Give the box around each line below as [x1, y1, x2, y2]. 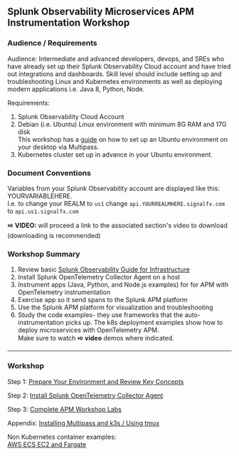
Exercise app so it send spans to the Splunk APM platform [17, 296, 188, 304]
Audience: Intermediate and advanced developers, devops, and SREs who [7, 54, 225, 63]
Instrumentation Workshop [7, 17, 130, 29]
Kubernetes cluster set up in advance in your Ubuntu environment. [17, 150, 213, 159]
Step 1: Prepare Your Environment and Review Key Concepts [7, 377, 184, 385]
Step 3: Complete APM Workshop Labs [7, 405, 122, 413]
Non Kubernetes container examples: [7, 432, 117, 441]
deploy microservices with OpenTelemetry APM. [17, 326, 159, 334]
